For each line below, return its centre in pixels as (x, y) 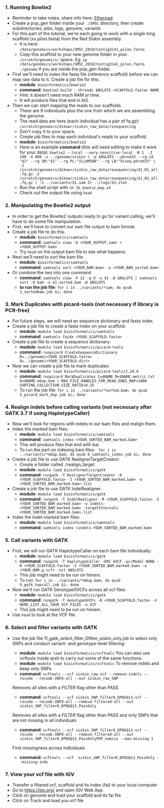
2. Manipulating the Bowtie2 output (48, 206)
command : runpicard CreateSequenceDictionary (69, 352)
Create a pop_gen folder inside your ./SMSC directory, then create (78, 23)
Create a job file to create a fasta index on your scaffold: (69, 326)
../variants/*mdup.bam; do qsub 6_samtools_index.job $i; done (85, 454)
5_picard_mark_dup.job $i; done (52, 395)
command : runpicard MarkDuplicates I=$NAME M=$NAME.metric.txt (87, 376)
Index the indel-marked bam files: (46, 517)
